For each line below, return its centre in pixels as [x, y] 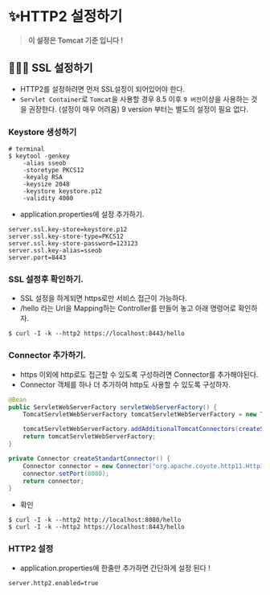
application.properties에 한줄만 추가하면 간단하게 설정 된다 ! [115, 568]
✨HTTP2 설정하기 [65, 16]
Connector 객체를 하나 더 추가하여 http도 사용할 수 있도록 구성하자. [125, 384]
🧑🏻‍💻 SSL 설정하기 [51, 68]
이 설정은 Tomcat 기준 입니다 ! [76, 40]
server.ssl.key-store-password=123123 [73, 244]
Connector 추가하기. [47, 355]
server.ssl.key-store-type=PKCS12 [66, 237]
